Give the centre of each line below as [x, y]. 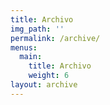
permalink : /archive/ [55, 38]
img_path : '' [37, 29]
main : [31, 57]
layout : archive [44, 85]
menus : [24, 47]
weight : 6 [49, 76]
